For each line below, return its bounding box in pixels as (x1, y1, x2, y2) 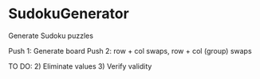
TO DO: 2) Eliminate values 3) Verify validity (8, 61, 152, 71)
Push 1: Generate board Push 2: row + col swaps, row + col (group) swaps (8, 46, 253, 55)
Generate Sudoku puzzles (8, 31, 94, 40)
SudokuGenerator (8, 5, 129, 23)
